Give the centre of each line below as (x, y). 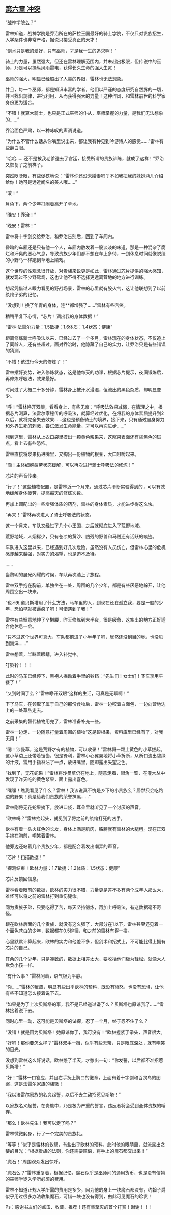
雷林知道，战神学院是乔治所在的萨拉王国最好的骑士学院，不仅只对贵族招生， (85, 33)
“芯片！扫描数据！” (25, 857)
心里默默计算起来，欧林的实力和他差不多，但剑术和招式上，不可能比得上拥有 (85, 941)
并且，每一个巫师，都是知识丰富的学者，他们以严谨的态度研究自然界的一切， (85, 89)
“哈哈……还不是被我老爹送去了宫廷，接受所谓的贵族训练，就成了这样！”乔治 (85, 158)
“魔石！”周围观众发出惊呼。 (34, 1161)
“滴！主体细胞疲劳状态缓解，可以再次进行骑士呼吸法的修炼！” (70, 465)
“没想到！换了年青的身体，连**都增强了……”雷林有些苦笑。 (67, 305)
